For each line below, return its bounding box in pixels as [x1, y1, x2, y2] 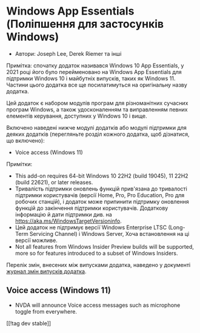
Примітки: [6, 160, 33, 167]
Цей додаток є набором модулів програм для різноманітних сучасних [6, 99, 188, 107]
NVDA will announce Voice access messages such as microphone [15, 301, 181, 309]
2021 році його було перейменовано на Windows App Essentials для [6, 68, 182, 75]
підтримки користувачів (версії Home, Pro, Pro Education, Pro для [15, 191, 185, 198]
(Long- [168, 223, 185, 231]
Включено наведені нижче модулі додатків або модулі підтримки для [6, 124, 187, 131]
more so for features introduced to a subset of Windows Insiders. [15, 249, 178, 257]
